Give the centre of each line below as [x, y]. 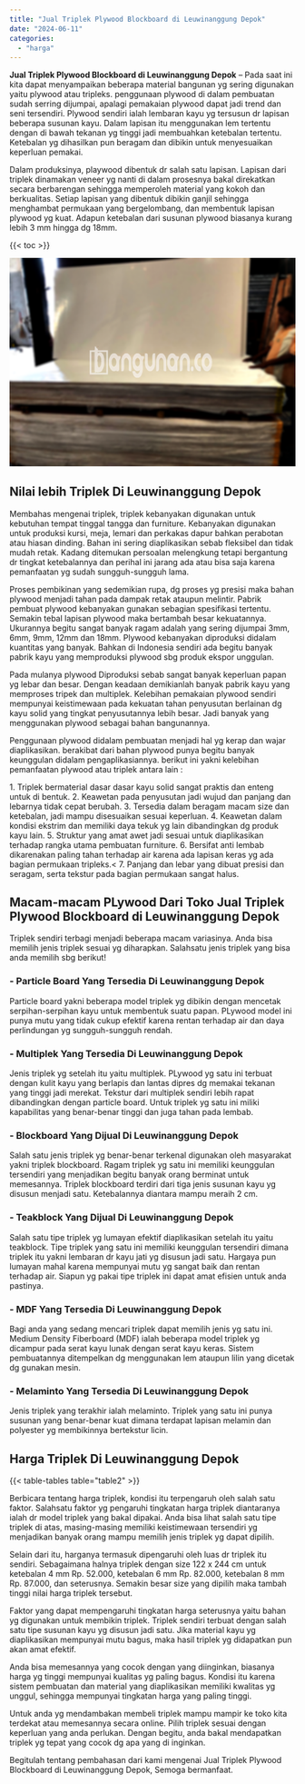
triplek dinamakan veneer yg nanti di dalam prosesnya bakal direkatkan [143, 179]
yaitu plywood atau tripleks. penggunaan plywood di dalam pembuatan [142, 95]
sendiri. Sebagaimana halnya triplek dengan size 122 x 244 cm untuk [138, 1564]
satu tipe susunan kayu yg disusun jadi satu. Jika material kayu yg [133, 1630]
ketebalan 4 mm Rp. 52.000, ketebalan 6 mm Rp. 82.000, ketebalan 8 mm [147, 1574]
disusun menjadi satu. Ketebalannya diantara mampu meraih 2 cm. [134, 1194]
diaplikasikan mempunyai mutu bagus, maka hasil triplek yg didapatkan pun [151, 1639]
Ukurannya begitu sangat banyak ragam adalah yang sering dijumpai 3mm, [150, 628]
